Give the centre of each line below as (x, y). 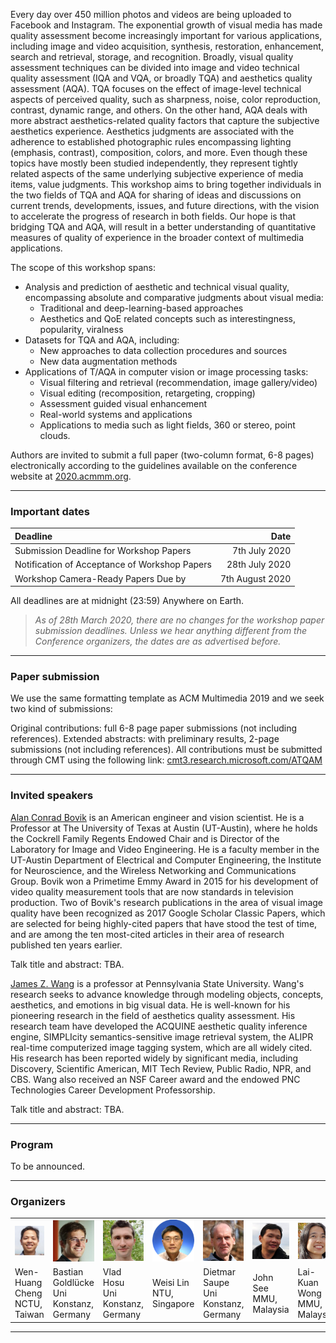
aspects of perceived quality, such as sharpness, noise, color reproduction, (165, 99)
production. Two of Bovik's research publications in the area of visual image (167, 902)
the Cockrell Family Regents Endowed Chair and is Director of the (145, 838)
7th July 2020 (262, 551)
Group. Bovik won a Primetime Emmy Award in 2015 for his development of (164, 881)
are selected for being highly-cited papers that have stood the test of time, (164, 923)
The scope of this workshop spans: (83, 267)
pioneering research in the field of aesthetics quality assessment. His (153, 1015)
